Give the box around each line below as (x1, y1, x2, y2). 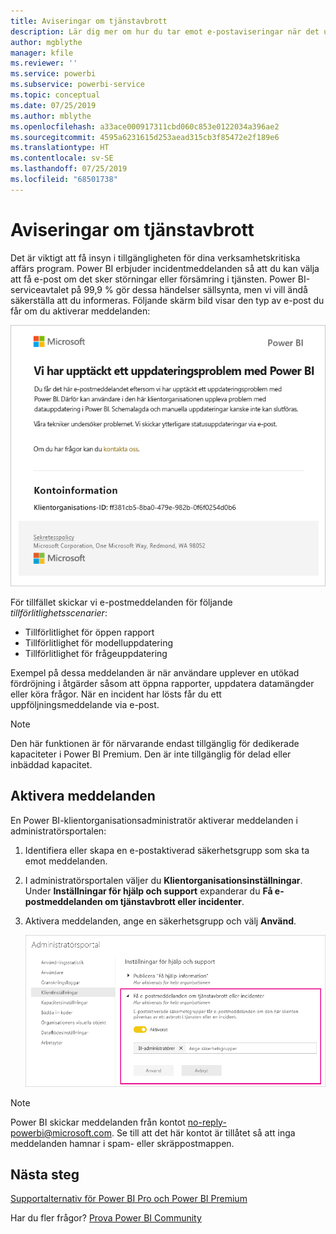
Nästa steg (10, 1166, 80, 1184)
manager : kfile (10, 48, 74, 58)
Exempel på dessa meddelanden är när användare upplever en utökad (10, 667, 300, 679)
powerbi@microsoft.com (10, 1126, 112, 1139)
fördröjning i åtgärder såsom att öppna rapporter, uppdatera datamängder (10, 678, 315, 690)
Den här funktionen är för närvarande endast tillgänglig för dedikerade (10, 738, 300, 750)
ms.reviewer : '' (10, 58, 78, 69)
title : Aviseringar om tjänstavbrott (10, 16, 168, 26)
